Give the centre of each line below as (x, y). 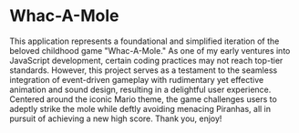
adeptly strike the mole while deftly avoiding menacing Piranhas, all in (140, 108)
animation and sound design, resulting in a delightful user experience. (140, 89)
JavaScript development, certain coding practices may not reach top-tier (146, 60)
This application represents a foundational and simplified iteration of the (144, 41)
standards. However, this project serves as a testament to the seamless (144, 70)
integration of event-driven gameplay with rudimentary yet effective (137, 79)
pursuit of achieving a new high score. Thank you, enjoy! (116, 118)
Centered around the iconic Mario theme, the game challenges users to (144, 99)
